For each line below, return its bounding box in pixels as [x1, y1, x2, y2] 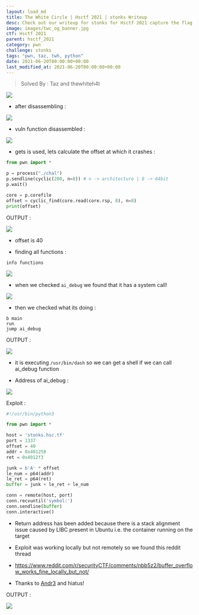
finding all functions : [14, 248, 67, 256]
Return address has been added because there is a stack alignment [14, 519, 180, 526]
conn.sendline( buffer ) [6, 503, 62, 509]
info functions [6, 260, 44, 266]
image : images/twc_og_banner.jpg [6, 25, 89, 31]
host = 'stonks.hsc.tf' [6, 432, 65, 439]
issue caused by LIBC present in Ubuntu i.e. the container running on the [14, 526, 193, 533]
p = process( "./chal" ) [6, 171, 62, 176]
